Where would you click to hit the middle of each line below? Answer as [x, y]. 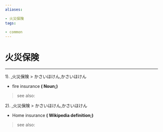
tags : [10, 23]
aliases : [14, 9]
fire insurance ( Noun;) [35, 86]
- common [14, 32]
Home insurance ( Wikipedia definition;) [53, 115]
